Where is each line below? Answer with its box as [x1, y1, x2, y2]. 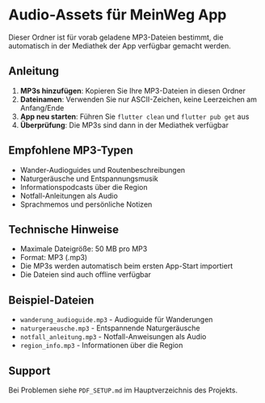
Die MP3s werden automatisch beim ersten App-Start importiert [19, 261, 233, 271]
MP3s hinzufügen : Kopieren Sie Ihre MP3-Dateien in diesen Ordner [19, 86, 246, 95]
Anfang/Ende [19, 103, 65, 112]
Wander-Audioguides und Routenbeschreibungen [19, 165, 186, 174]
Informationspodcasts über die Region [19, 182, 148, 191]
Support [8, 363, 51, 377]
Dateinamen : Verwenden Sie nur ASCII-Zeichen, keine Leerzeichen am [19, 94, 257, 104]
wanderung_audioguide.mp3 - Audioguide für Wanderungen [19, 315, 213, 325]
